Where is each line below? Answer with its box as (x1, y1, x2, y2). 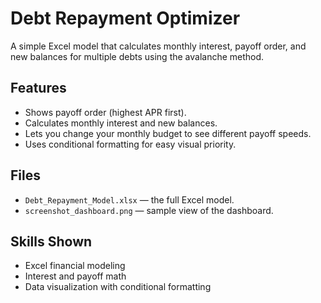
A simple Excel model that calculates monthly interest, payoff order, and (10, 40, 307, 52)
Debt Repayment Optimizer (10, 7, 241, 30)
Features (10, 80, 67, 97)
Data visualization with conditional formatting (24, 281, 212, 293)
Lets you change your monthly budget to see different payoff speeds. (24, 127, 312, 139)
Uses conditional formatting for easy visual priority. (24, 138, 237, 150)
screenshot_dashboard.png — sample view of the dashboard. (24, 204, 274, 216)
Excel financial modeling (24, 260, 126, 272)
